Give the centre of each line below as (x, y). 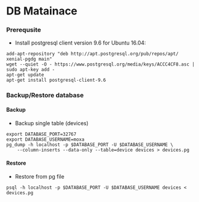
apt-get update (25, 75)
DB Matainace (42, 11)
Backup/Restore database (45, 96)
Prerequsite (24, 30)
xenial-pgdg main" (29, 59)
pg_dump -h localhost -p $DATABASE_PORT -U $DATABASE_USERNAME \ (90, 145)
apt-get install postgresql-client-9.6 (56, 80)
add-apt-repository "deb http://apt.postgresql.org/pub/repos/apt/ (93, 54)
